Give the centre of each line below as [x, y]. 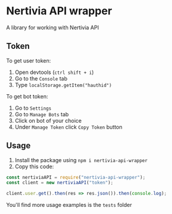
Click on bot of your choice [48, 120]
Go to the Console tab [41, 78]
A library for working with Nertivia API [53, 27]
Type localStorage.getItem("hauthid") [63, 85]
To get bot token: [27, 96]
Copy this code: [34, 166]
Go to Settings [33, 108]
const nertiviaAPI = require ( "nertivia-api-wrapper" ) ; [76, 177]
